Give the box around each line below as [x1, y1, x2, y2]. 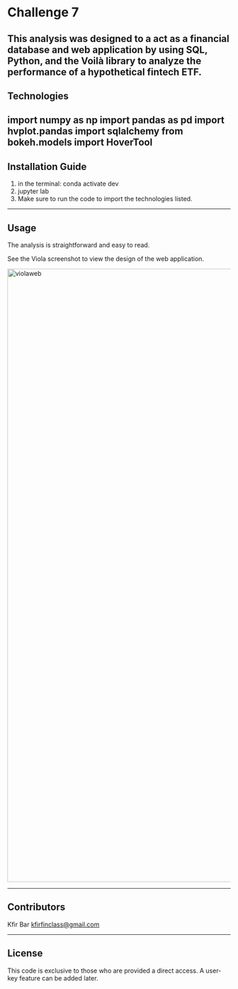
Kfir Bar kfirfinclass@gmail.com [7, 920, 100, 929]
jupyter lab [17, 187, 50, 196]
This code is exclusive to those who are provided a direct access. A [7, 966, 204, 975]
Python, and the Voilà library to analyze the [7, 55, 202, 67]
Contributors [7, 901, 66, 914]
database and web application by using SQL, [7, 43, 208, 55]
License [7, 947, 43, 960]
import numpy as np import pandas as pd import [7, 114, 225, 127]
